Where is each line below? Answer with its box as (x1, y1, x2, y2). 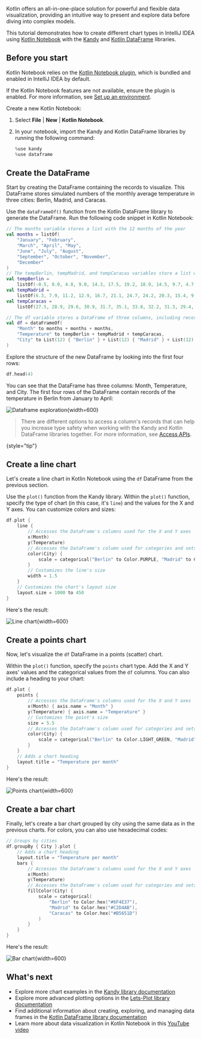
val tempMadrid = (6, 287, 50, 293)
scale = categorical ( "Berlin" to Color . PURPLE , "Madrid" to (38, 556, 191, 563)
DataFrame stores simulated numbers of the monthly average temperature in (6, 190, 195, 197)
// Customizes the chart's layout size (17, 584, 117, 590)
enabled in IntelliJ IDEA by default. (6, 75, 91, 82)
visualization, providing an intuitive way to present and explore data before (6, 11, 190, 19)
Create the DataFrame (6, 167, 90, 178)
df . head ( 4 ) (6, 371, 33, 377)
